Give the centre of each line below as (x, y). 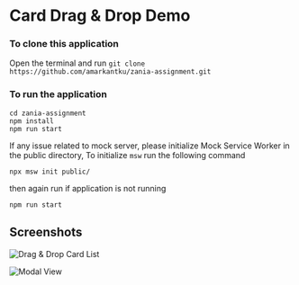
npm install (32, 121)
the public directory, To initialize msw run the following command (127, 155)
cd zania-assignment (48, 113)
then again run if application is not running (88, 188)
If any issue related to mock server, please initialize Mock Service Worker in (149, 146)
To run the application (59, 94)
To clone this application (64, 44)
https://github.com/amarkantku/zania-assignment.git (110, 72)
